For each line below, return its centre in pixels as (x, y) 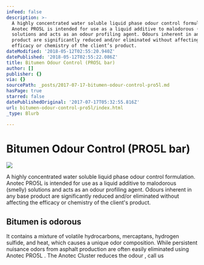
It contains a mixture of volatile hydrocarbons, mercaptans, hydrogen (93, 236)
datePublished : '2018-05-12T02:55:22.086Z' (62, 57)
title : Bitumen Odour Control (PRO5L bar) (61, 62)
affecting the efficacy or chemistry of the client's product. (79, 203)
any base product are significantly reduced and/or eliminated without (93, 196)
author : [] (20, 68)
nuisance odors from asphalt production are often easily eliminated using (98, 249)
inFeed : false (24, 12)
